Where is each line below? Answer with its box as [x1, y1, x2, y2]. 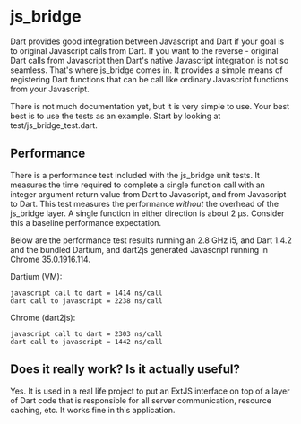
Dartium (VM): [10, 271, 63, 281]
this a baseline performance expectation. [10, 217, 162, 228]
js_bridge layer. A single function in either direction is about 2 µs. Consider [10, 208, 285, 219]
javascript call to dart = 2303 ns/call [10, 329, 164, 338]
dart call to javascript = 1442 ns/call [10, 337, 164, 346]
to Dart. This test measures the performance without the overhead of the [10, 198, 279, 209]
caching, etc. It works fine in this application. [10, 404, 176, 415]
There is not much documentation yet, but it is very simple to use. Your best [10, 100, 290, 111]
